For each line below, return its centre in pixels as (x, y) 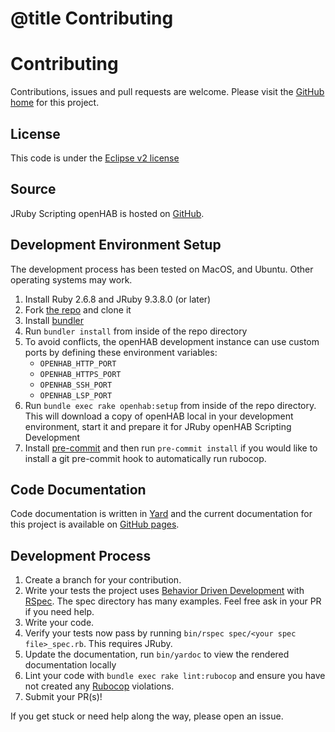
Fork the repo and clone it (78, 309)
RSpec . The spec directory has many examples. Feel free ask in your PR (173, 601)
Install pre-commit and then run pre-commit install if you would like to (171, 448)
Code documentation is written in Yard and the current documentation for (161, 514)
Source (33, 189)
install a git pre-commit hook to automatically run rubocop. (145, 458)
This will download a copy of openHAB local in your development (159, 416)
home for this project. (55, 103)
